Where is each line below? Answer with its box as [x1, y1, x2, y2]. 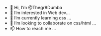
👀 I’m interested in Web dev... [9, 10, 70, 16]
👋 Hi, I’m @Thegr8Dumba [9, 5, 62, 10]
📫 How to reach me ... [9, 26, 56, 31]
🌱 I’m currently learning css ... [9, 15, 71, 20]
